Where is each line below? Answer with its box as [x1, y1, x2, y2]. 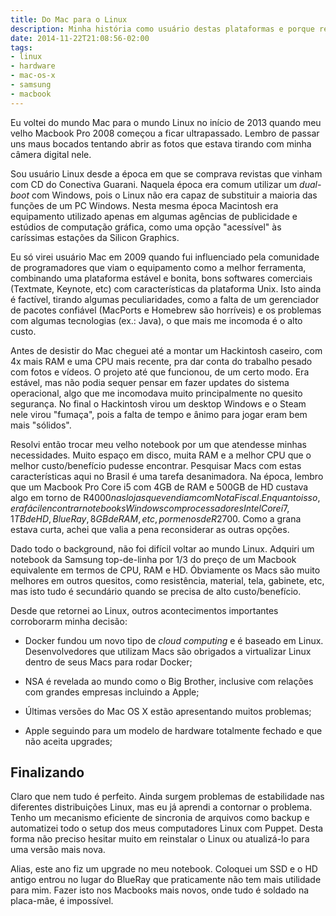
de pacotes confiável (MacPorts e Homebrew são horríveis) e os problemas [10, 304, 322, 316]
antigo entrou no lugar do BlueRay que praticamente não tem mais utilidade [10, 874, 322, 886]
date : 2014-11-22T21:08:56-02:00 [10, 33, 150, 43]
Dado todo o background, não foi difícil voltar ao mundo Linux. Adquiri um [10, 542, 315, 555]
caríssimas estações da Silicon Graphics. [10, 231, 180, 243]
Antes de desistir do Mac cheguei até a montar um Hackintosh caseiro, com [10, 344, 323, 356]
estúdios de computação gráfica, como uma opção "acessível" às [10, 221, 282, 233]
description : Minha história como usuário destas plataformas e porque [10, 24, 315, 34]
